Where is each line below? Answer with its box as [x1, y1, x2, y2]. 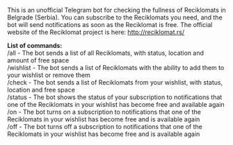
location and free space [7, 86, 75, 94]
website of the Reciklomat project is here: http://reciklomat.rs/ [7, 28, 185, 36]
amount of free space [7, 56, 70, 65]
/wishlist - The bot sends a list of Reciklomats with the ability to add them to [7, 64, 225, 71]
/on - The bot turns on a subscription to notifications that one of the [7, 108, 202, 116]
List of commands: [7, 42, 63, 49]
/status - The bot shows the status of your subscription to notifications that [7, 93, 223, 101]
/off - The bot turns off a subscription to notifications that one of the [7, 123, 203, 130]
